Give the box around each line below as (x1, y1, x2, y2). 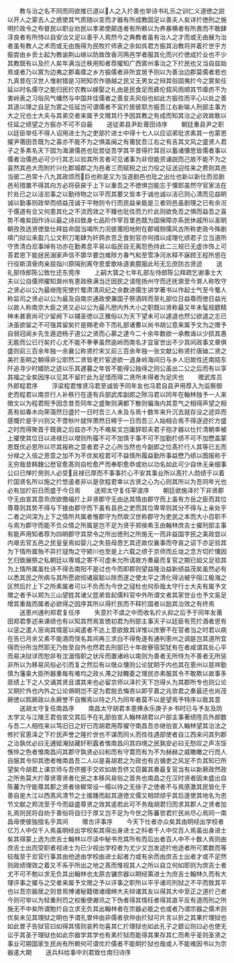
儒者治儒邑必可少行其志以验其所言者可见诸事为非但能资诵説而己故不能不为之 (7, 155, 227, 163)
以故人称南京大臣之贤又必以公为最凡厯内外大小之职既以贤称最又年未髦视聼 (7, 303, 221, 311)
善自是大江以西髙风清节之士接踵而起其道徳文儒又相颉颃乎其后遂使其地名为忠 (7, 791, 227, 799)
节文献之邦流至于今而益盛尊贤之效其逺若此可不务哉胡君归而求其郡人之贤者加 (7, 800, 227, 808)
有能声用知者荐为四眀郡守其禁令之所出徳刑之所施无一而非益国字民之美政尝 (7, 530, 221, 538)
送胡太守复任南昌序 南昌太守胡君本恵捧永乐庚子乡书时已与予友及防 (19, 704, 223, 712)
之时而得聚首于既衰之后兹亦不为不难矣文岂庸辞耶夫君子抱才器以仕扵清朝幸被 (7, 425, 227, 433)
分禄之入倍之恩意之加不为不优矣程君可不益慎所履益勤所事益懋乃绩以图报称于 (7, 451, 227, 460)
